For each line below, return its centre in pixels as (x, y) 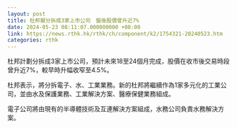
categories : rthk (33, 40)
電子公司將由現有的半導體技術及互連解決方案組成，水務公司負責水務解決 (112, 109)
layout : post (27, 14)
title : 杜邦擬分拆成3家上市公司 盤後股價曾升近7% (73, 21)
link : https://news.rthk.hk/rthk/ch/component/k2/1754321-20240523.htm (115, 34)
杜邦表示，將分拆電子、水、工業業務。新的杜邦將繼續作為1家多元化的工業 (114, 85)
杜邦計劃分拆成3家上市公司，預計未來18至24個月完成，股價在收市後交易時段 (118, 62)
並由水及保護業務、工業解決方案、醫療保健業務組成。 (97, 94)
